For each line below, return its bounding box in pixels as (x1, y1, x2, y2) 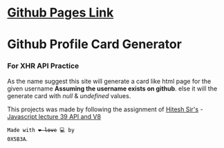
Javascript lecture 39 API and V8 (7, 112, 102, 120)
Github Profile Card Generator (7, 37, 182, 53)
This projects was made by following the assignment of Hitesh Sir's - (7, 105, 203, 113)
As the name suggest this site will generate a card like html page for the (7, 77, 212, 85)
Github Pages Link (7, 5, 114, 21)
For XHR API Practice (7, 61, 80, 71)
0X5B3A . (7, 134, 28, 142)
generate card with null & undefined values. (7, 91, 131, 100)
